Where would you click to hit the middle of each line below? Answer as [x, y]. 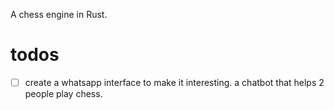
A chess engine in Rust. [59, 14]
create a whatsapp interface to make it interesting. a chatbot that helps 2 [174, 82]
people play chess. [63, 93]
